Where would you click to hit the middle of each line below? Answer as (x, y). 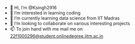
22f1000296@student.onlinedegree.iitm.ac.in (56, 36)
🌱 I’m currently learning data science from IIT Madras (65, 18)
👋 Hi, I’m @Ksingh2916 (33, 8)
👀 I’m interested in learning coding (45, 13)
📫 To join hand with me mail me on (46, 29)
